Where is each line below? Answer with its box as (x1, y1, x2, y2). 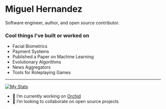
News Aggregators (12, 64, 51, 70)
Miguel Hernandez (5, 3, 83, 15)
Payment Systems (12, 48, 49, 55)
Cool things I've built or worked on (5, 32, 89, 39)
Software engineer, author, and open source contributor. (5, 20, 120, 26)
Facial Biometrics (12, 43, 48, 49)
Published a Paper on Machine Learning (12, 54, 94, 60)
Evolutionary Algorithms (12, 59, 62, 65)
